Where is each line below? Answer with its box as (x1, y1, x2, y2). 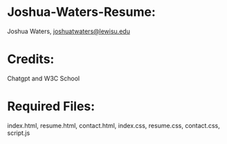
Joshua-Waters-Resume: (7, 4, 156, 20)
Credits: (7, 51, 55, 67)
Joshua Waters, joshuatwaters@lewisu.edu (7, 27, 130, 35)
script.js (7, 129, 30, 137)
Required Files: (7, 98, 96, 114)
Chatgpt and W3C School (7, 74, 80, 82)
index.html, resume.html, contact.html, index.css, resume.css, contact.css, (7, 121, 220, 129)
